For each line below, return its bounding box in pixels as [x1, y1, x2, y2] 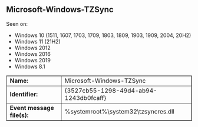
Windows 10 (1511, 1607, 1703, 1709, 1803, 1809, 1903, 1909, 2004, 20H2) [14, 32, 192, 39]
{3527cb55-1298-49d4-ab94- [64, 86, 157, 95]
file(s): [9, 111, 29, 119]
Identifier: [9, 90, 38, 98]
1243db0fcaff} [64, 93, 107, 102]
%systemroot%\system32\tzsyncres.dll [64, 107, 175, 115]
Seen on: [6, 20, 28, 27]
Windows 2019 [14, 56, 51, 63]
